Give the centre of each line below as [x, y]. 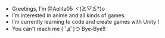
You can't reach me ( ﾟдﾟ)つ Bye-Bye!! [59, 29]
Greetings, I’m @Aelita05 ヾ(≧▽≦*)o [58, 9]
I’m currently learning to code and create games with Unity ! [85, 22]
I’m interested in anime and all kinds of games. [69, 15]
